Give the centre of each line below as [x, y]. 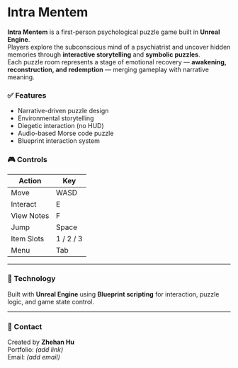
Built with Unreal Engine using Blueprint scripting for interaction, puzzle [113, 294]
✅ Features [27, 95]
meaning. [21, 77]
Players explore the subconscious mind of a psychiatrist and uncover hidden [119, 47]
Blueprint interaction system [59, 141]
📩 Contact [25, 326]
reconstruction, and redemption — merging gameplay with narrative [108, 69]
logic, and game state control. [51, 301]
